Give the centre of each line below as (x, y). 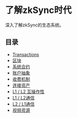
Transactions (26, 54)
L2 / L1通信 (23, 104)
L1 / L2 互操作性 (28, 91)
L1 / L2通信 (23, 98)
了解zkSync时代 (38, 10)
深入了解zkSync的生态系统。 (35, 25)
